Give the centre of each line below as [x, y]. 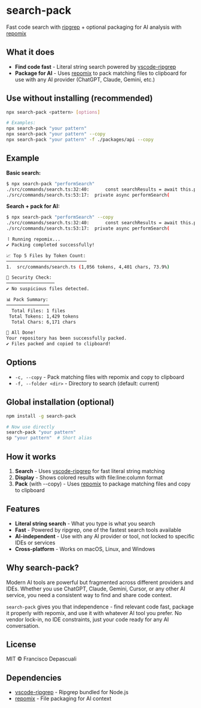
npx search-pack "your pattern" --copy [56, 134]
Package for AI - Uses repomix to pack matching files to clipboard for [101, 73]
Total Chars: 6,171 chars [44, 322]
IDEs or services [35, 543]
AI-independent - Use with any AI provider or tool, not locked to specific [105, 536]
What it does [31, 52]
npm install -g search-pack [41, 416]
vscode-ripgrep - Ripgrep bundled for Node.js [71, 692]
